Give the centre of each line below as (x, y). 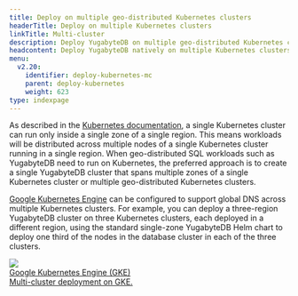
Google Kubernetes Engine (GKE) (70, 273)
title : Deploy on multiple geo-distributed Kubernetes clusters (130, 17)
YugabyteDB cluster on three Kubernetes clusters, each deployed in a (137, 218)
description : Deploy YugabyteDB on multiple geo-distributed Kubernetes (146, 42)
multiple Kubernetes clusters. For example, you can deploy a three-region (144, 209)
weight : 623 (47, 92)
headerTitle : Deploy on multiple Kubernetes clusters (111, 26)
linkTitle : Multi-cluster (57, 34)
